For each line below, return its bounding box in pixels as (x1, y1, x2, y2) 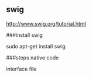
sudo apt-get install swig (6, 43, 66, 50)
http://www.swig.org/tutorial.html (6, 20, 86, 27)
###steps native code (6, 54, 59, 61)
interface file (6, 65, 37, 72)
